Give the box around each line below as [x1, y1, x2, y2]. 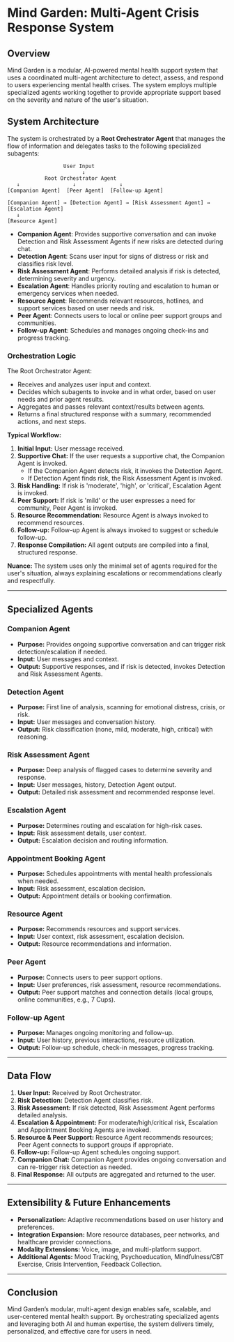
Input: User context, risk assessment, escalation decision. [17, 933, 185, 941]
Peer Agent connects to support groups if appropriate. [17, 1140, 174, 1149]
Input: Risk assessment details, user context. [17, 829, 147, 837]
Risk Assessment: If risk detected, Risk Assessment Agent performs [17, 1103, 215, 1112]
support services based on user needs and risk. [17, 303, 155, 312]
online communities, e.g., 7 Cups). [17, 995, 116, 1004]
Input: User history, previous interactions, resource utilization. [17, 1036, 196, 1044]
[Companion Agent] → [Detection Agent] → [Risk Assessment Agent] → [7, 199, 210, 206]
